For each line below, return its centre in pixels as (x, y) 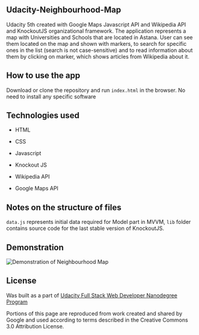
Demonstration (35, 247)
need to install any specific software (51, 97)
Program (17, 302)
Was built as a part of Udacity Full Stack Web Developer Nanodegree (92, 295)
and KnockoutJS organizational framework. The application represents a (96, 31)
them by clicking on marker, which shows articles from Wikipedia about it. (98, 56)
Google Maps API (36, 188)
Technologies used (43, 116)
